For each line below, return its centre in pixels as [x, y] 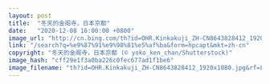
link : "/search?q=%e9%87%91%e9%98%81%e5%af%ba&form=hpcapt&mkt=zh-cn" [129, 46]
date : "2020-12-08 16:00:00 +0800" [72, 30]
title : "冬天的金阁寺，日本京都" [59, 23]
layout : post [30, 16]
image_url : [27, 38]
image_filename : [35, 68]
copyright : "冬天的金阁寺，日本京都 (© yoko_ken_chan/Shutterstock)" [121, 53]
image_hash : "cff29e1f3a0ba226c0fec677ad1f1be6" [91, 61]
